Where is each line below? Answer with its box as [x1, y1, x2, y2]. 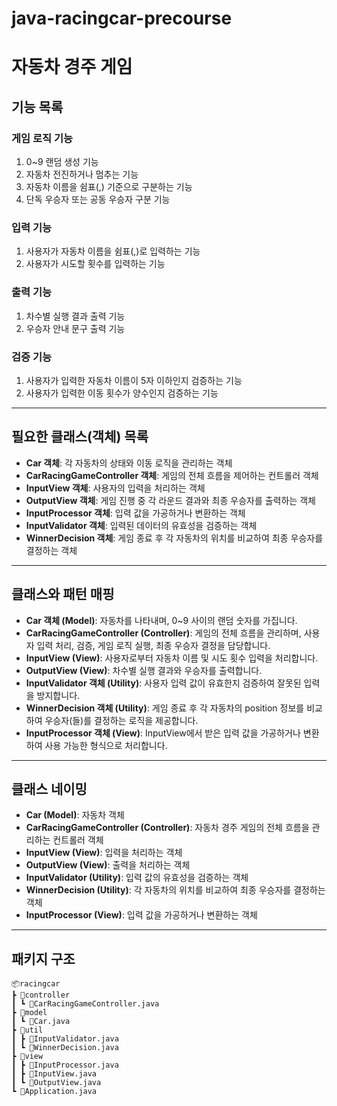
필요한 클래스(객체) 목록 [11, 428, 149, 446]
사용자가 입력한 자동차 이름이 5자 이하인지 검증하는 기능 [25, 374, 243, 386]
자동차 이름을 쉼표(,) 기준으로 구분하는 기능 [25, 181, 193, 193]
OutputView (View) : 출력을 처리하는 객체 [25, 859, 191, 871]
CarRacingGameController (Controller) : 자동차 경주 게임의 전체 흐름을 [25, 822, 310, 834]
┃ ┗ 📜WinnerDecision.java [11, 1043, 119, 1053]
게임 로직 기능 [11, 131, 74, 145]
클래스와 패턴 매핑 [11, 586, 115, 603]
